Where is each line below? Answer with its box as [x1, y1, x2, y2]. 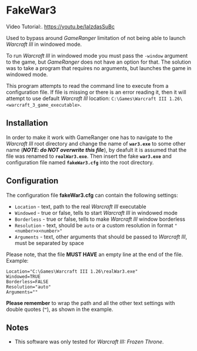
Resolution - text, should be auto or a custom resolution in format [14, 221, 173, 229]
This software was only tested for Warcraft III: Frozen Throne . [14, 338, 164, 345]
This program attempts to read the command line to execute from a [6, 82, 169, 89]
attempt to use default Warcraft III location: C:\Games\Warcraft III [6, 95, 167, 102]
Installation [6, 118, 48, 128]
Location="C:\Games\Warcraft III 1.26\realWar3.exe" [6, 269, 138, 274]
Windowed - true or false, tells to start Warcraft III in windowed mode [14, 209, 178, 216]
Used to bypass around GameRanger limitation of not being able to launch [6, 34, 186, 41]
